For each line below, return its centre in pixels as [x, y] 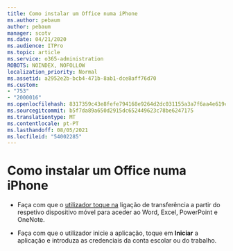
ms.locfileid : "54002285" [44, 136]
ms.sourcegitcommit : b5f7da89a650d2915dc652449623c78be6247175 [101, 111]
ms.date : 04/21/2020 [37, 40]
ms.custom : [23, 85]
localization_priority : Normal [52, 72]
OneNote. [31, 220]
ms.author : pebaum [34, 20]
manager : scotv [29, 33]
